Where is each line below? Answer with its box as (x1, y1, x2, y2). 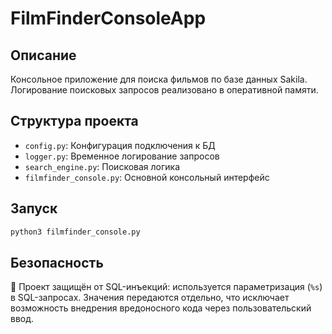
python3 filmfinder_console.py (10, 227, 141, 237)
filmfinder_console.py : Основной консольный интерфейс (24, 171, 270, 183)
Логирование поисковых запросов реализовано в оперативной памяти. (10, 84, 319, 96)
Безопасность (10, 254, 104, 271)
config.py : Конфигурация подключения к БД (24, 139, 216, 151)
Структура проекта (10, 113, 139, 130)
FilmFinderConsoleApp (10, 7, 207, 30)
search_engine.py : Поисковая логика (24, 160, 181, 172)
